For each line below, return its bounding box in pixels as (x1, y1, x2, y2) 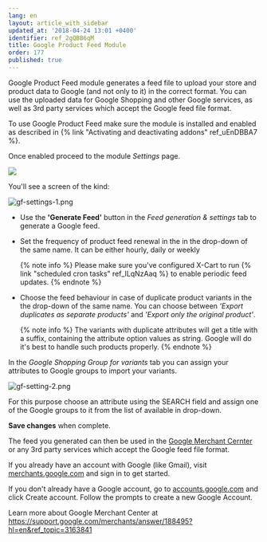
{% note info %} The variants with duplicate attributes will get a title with (19, 324, 258, 335)
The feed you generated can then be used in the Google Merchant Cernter (8, 436, 253, 446)
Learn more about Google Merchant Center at (8, 508, 159, 517)
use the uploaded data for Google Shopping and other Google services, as (8, 95, 253, 104)
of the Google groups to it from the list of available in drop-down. (8, 405, 222, 414)
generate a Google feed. (19, 221, 100, 230)
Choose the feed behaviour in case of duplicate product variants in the (19, 293, 253, 302)
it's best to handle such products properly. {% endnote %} (19, 342, 213, 352)
